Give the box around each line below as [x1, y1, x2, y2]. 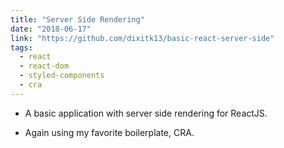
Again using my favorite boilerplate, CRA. [24, 126, 195, 138]
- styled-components [19, 71, 105, 81]
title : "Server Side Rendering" [10, 14, 145, 25]
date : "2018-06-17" [10, 24, 92, 34]
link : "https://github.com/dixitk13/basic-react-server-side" [10, 33, 275, 43]
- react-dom [19, 61, 70, 71]
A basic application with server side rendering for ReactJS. [24, 107, 268, 119]
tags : [10, 42, 33, 53]
